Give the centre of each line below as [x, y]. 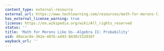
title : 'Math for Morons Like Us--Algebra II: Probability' [68, 32]
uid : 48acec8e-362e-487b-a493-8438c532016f [50, 37]
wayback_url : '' [21, 41]
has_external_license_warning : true [42, 18]
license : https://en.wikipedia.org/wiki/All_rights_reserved [69, 23]
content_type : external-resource [39, 9]
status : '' [16, 28]
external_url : [20, 14]
